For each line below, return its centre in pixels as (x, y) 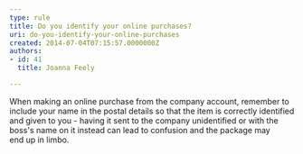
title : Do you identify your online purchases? (101, 26)
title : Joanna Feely (56, 68)
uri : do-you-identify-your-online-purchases (95, 34)
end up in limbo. (39, 140)
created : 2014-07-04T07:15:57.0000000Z (85, 43)
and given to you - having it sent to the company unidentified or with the (144, 120)
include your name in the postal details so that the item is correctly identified (152, 111)
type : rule (30, 18)
